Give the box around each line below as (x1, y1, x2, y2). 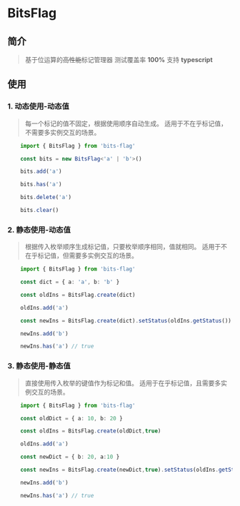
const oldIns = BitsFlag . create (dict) (20, 291, 136, 298)
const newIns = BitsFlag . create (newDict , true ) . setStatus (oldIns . (20, 466, 219, 474)
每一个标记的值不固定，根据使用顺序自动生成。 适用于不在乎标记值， (24, 119, 227, 128)
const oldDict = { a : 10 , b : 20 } (20, 415, 123, 422)
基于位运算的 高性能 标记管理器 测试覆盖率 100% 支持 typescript (24, 56, 213, 64)
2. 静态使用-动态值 (7, 225, 71, 235)
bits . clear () (20, 207, 59, 214)
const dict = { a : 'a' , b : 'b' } (20, 278, 120, 286)
